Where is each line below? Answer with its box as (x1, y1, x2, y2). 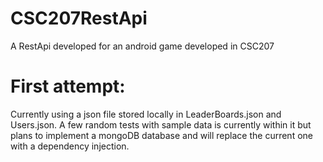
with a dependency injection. (10, 140, 130, 152)
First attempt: (10, 75, 126, 98)
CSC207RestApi (10, 7, 148, 30)
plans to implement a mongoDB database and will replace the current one (10, 129, 313, 141)
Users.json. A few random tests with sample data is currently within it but (10, 118, 312, 131)
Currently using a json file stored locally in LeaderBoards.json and (10, 108, 282, 120)
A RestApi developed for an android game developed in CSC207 (10, 40, 275, 52)
